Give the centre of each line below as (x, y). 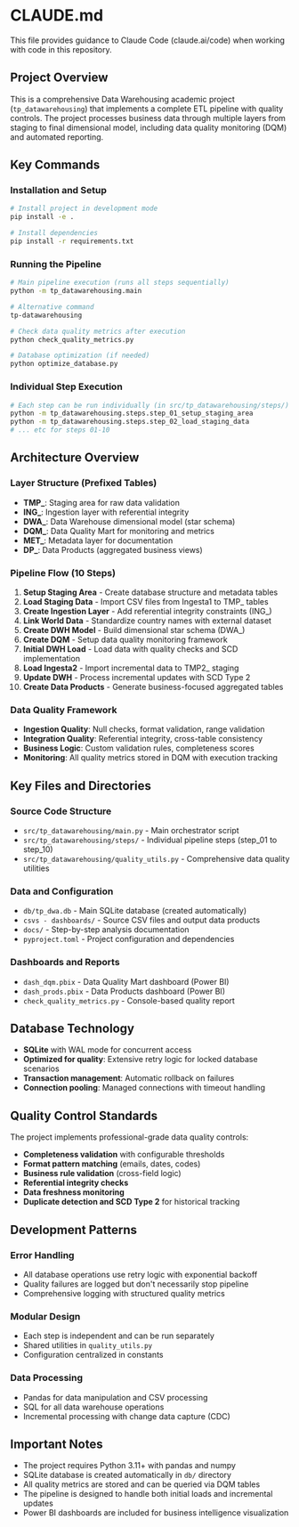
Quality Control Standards (84, 1115)
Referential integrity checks (76, 1183)
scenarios (41, 1068)
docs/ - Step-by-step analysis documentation (106, 930)
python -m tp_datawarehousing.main (76, 291)
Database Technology (72, 1028)
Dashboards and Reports (65, 962)
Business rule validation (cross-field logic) (102, 1174)
